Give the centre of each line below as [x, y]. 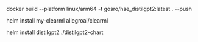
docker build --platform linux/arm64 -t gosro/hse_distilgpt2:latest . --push [99, 9]
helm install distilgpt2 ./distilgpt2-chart [55, 32]
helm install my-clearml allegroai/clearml [57, 20]
